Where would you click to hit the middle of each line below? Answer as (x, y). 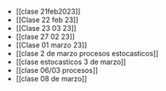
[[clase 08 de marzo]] (51, 79)
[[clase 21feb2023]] (48, 11)
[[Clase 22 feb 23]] (47, 20)
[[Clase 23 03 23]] (46, 28)
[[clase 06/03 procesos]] (57, 70)
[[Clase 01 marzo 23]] (51, 45)
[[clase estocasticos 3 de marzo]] (71, 62)
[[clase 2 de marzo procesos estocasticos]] (87, 53)
